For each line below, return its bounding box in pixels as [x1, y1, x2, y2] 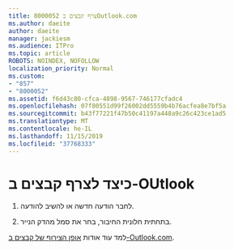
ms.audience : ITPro [8, 42, 74, 50]
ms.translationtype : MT [8, 117, 89, 125]
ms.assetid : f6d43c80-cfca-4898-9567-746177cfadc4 [8, 95, 183, 103]
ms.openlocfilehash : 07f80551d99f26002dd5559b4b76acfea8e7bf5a [8, 102, 227, 110]
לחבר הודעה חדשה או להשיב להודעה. [19, 201, 134, 211]
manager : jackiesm [8, 34, 70, 43]
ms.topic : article [8, 49, 70, 57]
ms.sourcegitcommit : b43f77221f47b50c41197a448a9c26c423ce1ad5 [8, 110, 227, 118]
